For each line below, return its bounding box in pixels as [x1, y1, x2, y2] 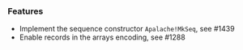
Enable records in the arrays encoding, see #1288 [19, 32, 185, 42]
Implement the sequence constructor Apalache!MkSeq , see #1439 [19, 24, 236, 34]
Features [7, 6, 44, 17]
